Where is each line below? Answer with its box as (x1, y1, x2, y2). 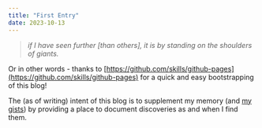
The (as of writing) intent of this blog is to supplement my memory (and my (8, 96, 253, 105)
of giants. (27, 49, 59, 58)
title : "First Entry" (8, 11, 80, 20)
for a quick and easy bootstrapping (140, 72, 254, 82)
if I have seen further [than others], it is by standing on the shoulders (27, 40, 253, 49)
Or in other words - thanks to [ (8, 64, 107, 73)
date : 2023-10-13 (8, 19, 65, 27)
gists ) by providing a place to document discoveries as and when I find (8, 104, 238, 114)
